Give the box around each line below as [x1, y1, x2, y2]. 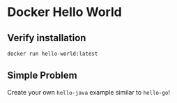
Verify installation [7, 32, 86, 44]
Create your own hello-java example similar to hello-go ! [7, 88, 171, 96]
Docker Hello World [7, 4, 122, 20]
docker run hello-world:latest [7, 50, 98, 57]
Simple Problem [7, 70, 78, 81]
